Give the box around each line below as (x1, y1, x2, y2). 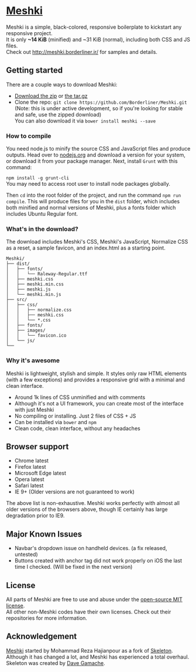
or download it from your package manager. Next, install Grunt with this (6, 158, 178, 165)
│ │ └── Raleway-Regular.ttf (6, 271, 88, 277)
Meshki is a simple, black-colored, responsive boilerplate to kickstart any (6, 23, 182, 30)
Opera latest (14, 476, 45, 483)
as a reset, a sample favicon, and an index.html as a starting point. (6, 244, 166, 251)
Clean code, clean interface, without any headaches (14, 425, 140, 432)
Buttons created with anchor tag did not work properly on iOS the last (14, 557, 183, 564)
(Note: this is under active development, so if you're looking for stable (14, 104, 183, 112)
